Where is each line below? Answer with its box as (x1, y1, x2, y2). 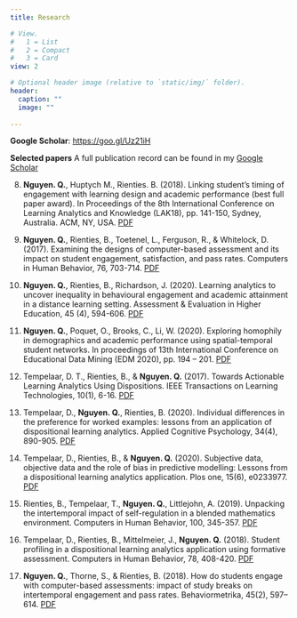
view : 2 (10, 62, 39, 71)
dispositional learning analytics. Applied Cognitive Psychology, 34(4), (22, 426, 278, 437)
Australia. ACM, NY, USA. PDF (22, 217, 134, 228)
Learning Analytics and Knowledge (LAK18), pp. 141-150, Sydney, (22, 208, 261, 219)
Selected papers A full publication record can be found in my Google (10, 153, 263, 164)
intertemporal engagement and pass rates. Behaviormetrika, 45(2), (22, 590, 269, 600)
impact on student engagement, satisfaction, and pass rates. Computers (22, 253, 288, 264)
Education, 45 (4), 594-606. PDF (22, 309, 144, 319)
